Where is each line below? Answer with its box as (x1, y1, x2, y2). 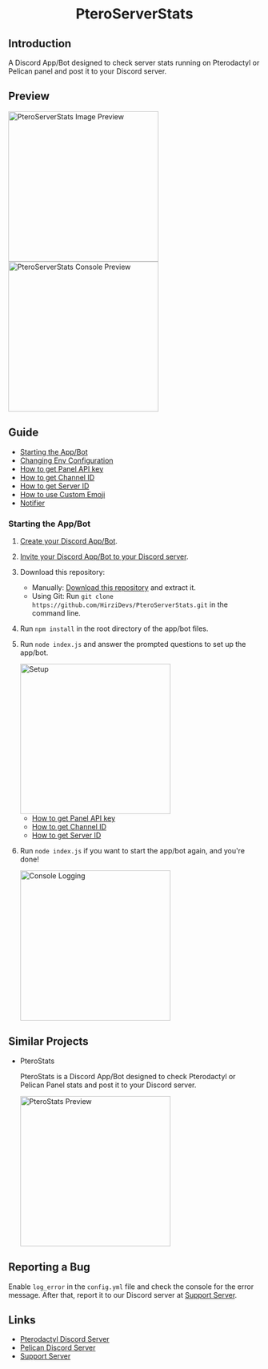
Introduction (8, 37, 72, 50)
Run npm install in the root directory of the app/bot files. (19, 624, 209, 633)
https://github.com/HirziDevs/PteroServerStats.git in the (31, 600, 228, 609)
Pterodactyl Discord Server (19, 1335, 110, 1344)
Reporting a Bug (8, 1260, 90, 1274)
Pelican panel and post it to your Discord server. (8, 66, 167, 76)
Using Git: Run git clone (31, 591, 114, 600)
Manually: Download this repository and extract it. (31, 582, 196, 592)
